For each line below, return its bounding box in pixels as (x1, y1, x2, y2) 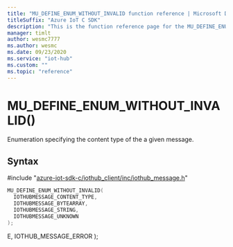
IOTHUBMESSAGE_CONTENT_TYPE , (13, 194, 98, 201)
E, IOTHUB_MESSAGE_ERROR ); (7, 232, 98, 240)
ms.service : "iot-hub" (7, 55, 73, 62)
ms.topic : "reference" (7, 68, 73, 75)
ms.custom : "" (7, 62, 49, 68)
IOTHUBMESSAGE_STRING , (13, 206, 79, 213)
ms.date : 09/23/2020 (7, 49, 67, 56)
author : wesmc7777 (7, 36, 60, 43)
